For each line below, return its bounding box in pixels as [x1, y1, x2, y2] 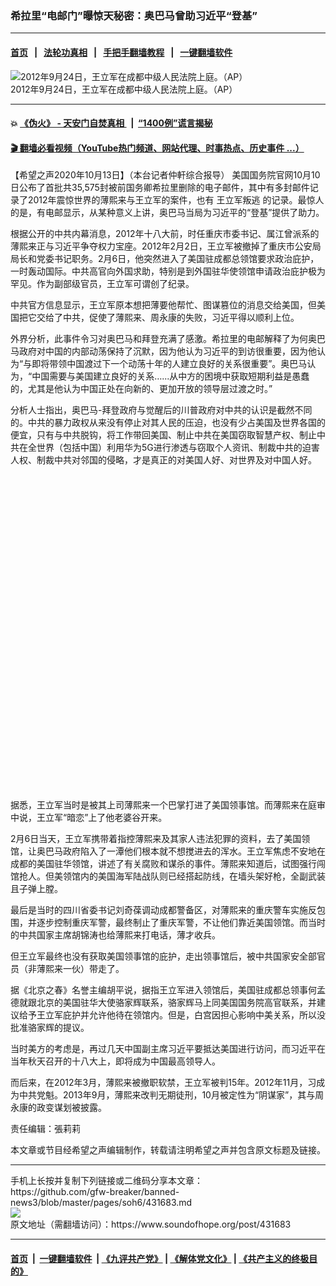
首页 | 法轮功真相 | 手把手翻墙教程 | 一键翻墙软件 [10, 46, 233, 58]
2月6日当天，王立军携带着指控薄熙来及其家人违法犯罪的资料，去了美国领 [10, 833, 311, 845]
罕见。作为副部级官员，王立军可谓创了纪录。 [10, 278, 195, 290]
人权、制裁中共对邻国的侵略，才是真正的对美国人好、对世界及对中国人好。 [10, 454, 317, 466]
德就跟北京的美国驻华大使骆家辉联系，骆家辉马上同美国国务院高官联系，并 [10, 997, 317, 1009]
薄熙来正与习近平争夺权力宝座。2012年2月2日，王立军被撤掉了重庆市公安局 [10, 240, 322, 252]
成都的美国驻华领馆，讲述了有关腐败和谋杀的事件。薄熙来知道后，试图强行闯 [10, 858, 326, 870]
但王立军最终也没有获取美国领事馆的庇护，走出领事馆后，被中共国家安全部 [10, 950, 317, 962]
